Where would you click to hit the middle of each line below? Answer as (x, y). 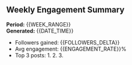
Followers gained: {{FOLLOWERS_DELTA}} (67, 42)
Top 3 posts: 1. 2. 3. (39, 55)
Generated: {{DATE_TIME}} (40, 31)
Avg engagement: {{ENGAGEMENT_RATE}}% (70, 49)
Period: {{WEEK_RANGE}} (38, 24)
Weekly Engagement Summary (65, 10)
